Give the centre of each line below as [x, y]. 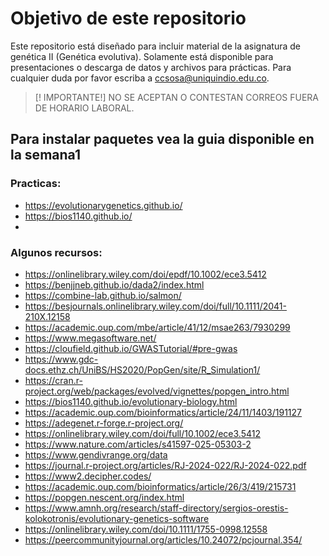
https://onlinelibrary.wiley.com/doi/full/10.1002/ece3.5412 [142, 433]
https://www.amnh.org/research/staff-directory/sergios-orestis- [156, 508]
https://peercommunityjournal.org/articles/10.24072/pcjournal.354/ [163, 539]
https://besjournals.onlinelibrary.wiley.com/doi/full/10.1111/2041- [155, 306]
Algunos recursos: [56, 252]
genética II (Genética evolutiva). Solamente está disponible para [142, 56]
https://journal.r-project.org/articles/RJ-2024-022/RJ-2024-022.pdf [165, 465]
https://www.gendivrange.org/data [96, 454]
